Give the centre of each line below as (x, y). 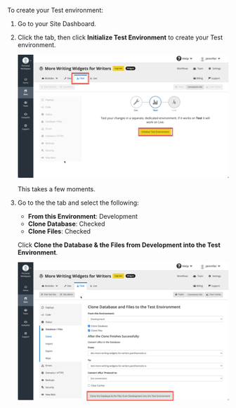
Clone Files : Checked (59, 231)
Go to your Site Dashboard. (57, 24)
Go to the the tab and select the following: (78, 203)
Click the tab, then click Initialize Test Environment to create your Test (120, 37)
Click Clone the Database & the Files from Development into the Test (119, 245)
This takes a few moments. (57, 189)
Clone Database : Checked (66, 224)
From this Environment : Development (83, 217)
